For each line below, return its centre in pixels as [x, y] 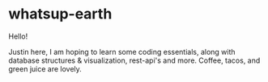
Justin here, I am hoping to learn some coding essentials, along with [122, 51]
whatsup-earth [60, 14]
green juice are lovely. [45, 68]
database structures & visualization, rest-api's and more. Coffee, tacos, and [134, 60]
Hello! [18, 36]
